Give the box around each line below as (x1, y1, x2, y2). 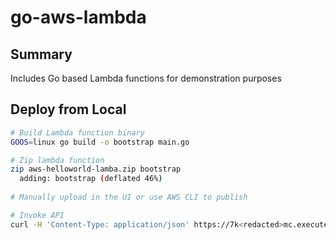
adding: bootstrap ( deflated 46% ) (19, 174, 163, 184)
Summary (10, 46, 73, 63)
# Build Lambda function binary (10, 127, 145, 138)
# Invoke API (10, 210, 65, 220)
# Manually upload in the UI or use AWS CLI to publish (10, 192, 248, 203)
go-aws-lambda (10, 6, 147, 29)
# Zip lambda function (10, 155, 105, 165)
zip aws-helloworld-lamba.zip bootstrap (10, 164, 182, 175)
